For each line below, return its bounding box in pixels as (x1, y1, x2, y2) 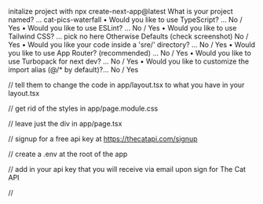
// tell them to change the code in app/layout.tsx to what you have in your (8, 80, 245, 89)
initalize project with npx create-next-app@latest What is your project (8, 7, 233, 16)
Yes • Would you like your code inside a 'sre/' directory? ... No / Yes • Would (8, 40, 256, 49)
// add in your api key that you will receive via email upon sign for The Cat (8, 165, 246, 173)
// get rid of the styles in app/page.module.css (8, 104, 159, 113)
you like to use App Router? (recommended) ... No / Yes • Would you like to (8, 49, 251, 57)
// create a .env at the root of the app (8, 149, 128, 158)
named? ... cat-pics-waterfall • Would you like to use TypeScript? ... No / (8, 15, 243, 24)
